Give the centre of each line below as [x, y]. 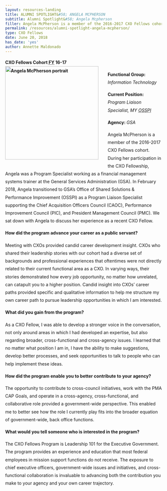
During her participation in [134, 158]
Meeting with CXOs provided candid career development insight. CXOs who [83, 245]
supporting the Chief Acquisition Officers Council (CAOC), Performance [79, 205]
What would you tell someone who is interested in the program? [72, 432]
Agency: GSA [122, 122]
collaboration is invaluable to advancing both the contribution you [94, 475]
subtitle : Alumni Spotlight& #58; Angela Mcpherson [59, 19]
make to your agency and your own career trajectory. [60, 483]
